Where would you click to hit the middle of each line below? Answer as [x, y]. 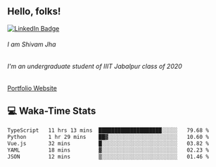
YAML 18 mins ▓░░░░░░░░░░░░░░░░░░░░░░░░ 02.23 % [108, 150]
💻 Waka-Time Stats [52, 111]
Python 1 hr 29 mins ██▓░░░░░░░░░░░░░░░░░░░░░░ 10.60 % [108, 137]
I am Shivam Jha [32, 44]
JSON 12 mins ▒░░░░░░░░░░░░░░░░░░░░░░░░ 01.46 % [108, 156]
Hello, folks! [34, 12]
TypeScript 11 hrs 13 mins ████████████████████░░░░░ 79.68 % [108, 131]
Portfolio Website [32, 88]
